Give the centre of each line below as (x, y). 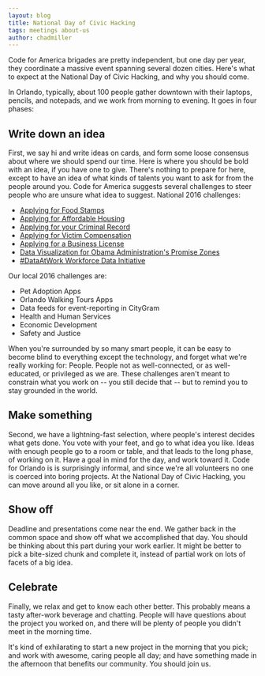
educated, (25, 374)
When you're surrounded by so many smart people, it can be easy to (119, 349)
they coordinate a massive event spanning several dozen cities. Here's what (132, 69)
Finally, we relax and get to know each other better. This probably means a (129, 606)
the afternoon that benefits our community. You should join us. (110, 663)
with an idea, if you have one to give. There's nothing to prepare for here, (127, 170)
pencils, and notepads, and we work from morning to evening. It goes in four (132, 100)
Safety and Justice (50, 334)
